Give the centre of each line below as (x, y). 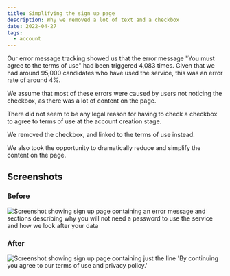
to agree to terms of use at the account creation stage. (84, 121)
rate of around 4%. (34, 80)
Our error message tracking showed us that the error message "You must (111, 58)
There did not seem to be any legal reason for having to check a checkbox (112, 114)
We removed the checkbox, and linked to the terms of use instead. (101, 135)
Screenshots (35, 176)
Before (19, 196)
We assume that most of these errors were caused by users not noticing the (115, 94)
